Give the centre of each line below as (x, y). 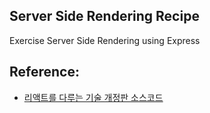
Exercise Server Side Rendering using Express (105, 40)
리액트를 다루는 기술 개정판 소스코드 (93, 97)
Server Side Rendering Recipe (104, 16)
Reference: (44, 72)
